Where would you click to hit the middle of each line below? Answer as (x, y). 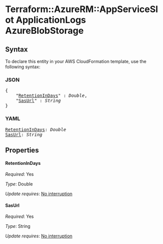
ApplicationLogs (51, 20)
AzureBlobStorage (44, 31)
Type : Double (19, 184)
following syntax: (23, 67)
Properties (22, 150)
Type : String (18, 226)
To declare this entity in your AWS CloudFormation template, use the (76, 61)
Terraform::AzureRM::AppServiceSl (82, 9)
